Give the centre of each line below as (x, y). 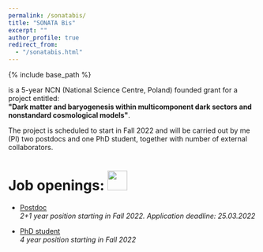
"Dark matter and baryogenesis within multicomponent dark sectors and (130, 107)
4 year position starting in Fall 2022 (78, 239)
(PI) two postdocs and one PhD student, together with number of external (128, 139)
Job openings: (56, 186)
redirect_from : (33, 45)
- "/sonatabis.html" (49, 52)
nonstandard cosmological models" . (69, 115)
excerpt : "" (28, 30)
